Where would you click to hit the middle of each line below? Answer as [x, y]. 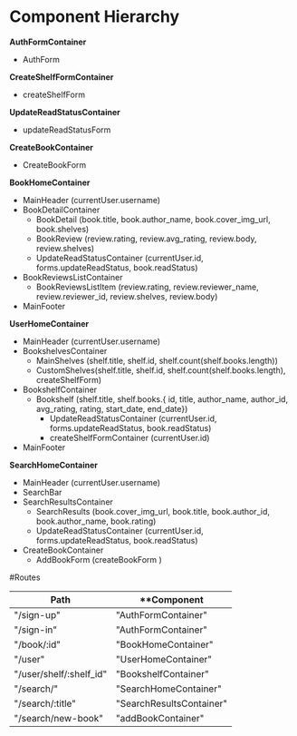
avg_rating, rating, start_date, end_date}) [112, 408]
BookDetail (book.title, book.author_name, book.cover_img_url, [153, 219]
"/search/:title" [45, 703]
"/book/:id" [38, 644]
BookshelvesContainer [65, 350]
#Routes [25, 577]
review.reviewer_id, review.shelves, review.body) [127, 296]
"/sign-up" [37, 614]
